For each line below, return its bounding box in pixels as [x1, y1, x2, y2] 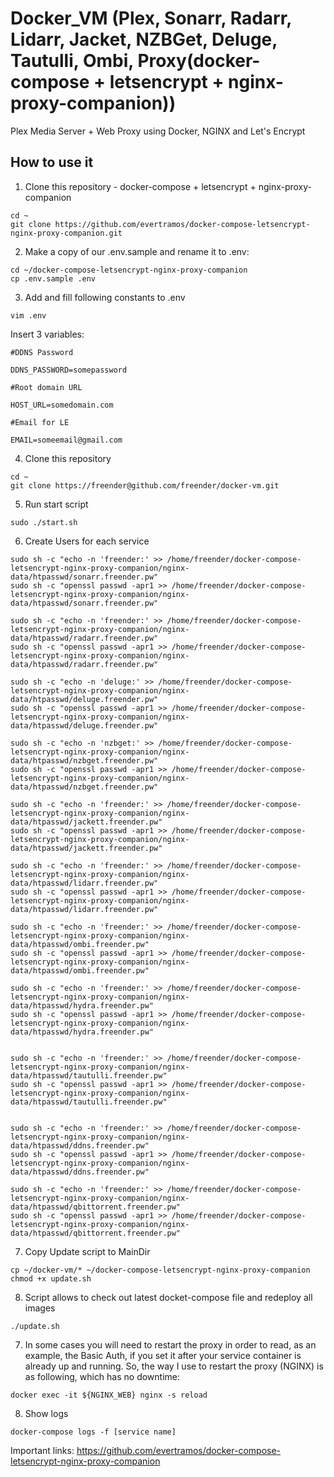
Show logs [24, 1407, 69, 1419]
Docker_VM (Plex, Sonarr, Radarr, [10, 7, 292, 30]
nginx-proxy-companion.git [10, 228, 123, 238]
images [24, 1302, 56, 1314]
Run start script [24, 498, 89, 510]
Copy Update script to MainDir [24, 1245, 151, 1257]
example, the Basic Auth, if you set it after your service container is [24, 1349, 302, 1361]
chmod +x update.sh [10, 1273, 92, 1284]
